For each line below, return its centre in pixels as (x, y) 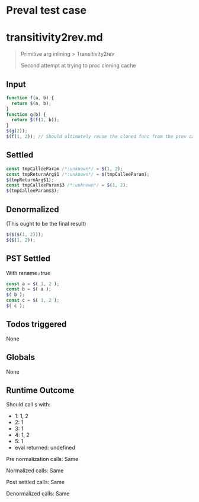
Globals (21, 357)
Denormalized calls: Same (38, 494)
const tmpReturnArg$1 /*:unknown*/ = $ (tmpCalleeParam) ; (78, 174)
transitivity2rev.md (54, 38)
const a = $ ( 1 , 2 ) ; (33, 284)
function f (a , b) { (30, 98)
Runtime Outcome (40, 390)
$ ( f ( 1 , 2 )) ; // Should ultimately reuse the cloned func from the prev (96, 137)
